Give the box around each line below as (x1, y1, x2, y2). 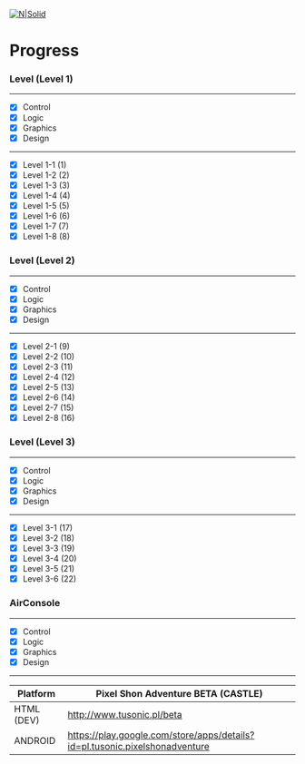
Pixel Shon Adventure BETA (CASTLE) (95, 687, 263, 700)
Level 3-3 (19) (22, 543, 75, 553)
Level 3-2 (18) (22, 532, 75, 544)
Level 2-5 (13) (22, 382, 75, 393)
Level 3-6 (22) (22, 573, 77, 584)
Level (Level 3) (9, 436, 75, 448)
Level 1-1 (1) (22, 159, 67, 170)
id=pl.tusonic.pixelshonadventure (67, 740, 211, 752)
